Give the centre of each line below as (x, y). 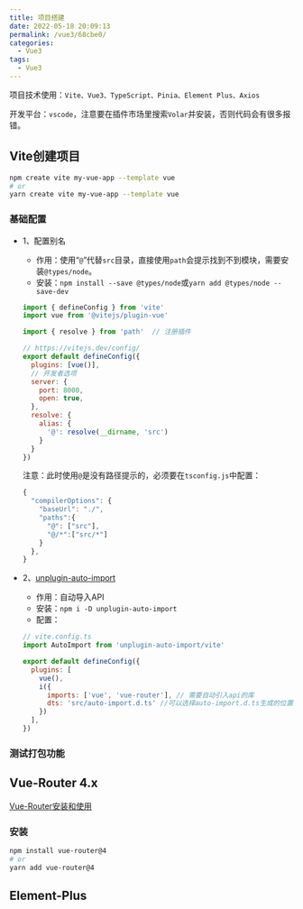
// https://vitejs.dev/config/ (81, 348)
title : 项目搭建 (37, 18)
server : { (49, 381)
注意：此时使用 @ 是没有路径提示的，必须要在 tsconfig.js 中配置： (142, 475)
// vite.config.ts (57, 637)
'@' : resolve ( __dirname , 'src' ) (107, 432)
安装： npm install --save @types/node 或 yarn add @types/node (153, 282)
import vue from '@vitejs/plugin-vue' (95, 316)
